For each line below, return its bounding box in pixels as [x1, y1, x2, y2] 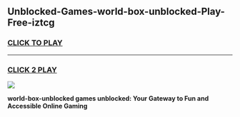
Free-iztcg [7, 17, 55, 29]
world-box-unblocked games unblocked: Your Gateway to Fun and [7, 94, 209, 102]
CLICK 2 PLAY [7, 65, 57, 74]
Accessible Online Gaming [7, 101, 88, 110]
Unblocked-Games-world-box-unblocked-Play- [7, 6, 225, 18]
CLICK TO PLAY [7, 38, 63, 48]
